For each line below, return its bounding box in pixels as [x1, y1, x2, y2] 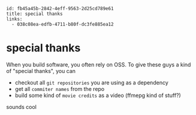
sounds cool [6, 103, 37, 110]
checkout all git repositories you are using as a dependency [14, 78, 169, 86]
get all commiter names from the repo [14, 85, 105, 92]
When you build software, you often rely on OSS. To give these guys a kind [6, 60, 191, 68]
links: [6, 16, 23, 22]
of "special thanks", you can [6, 67, 76, 74]
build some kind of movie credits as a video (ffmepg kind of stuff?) [14, 92, 181, 99]
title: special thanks [6, 11, 63, 17]
